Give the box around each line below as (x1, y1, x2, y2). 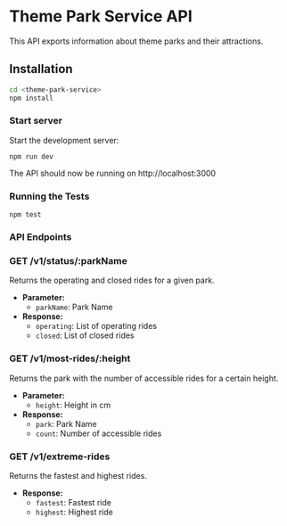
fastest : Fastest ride (35, 497, 111, 507)
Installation (9, 62, 73, 77)
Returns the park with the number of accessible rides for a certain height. (9, 373, 279, 383)
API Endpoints (9, 231, 72, 243)
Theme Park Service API (9, 6, 193, 27)
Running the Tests (9, 190, 90, 202)
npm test (9, 210, 42, 219)
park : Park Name (35, 418, 97, 429)
